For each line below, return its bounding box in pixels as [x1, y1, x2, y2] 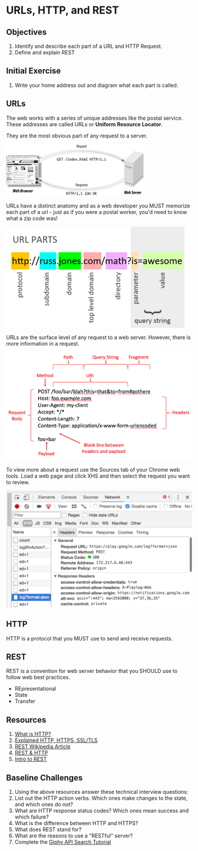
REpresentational [14, 685, 57, 692]
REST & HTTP [14, 750, 48, 757]
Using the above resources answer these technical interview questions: [14, 788, 189, 796]
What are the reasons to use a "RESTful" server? [14, 832, 133, 839]
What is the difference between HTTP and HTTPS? [14, 820, 138, 827]
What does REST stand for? [14, 826, 82, 833]
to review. [6, 478, 30, 485]
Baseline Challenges [6, 773, 83, 783]
